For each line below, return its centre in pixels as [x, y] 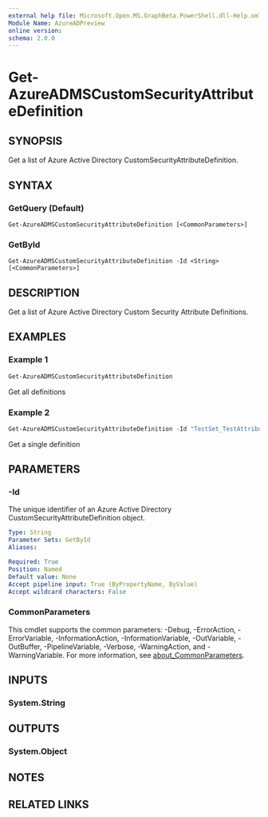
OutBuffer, [25, 646]
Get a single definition [44, 444]
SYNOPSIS [35, 141]
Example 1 [28, 360]
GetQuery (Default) [46, 208]
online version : [35, 30]
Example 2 [29, 412]
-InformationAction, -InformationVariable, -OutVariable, [146, 638]
